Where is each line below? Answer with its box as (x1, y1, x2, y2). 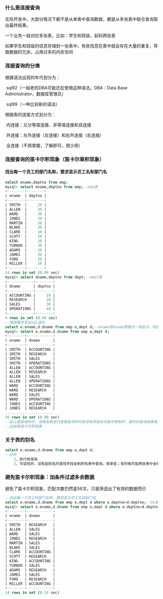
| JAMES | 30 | (5, 252, 47, 257)
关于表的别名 (5, 436, 35, 443)
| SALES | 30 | (5, 302, 55, 307)
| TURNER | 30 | (5, 243, 47, 248)
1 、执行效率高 (14, 457, 38, 461)
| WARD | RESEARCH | (5, 388, 55, 392)
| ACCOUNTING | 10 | (5, 293, 55, 298)
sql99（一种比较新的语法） (6, 101, 60, 107)
